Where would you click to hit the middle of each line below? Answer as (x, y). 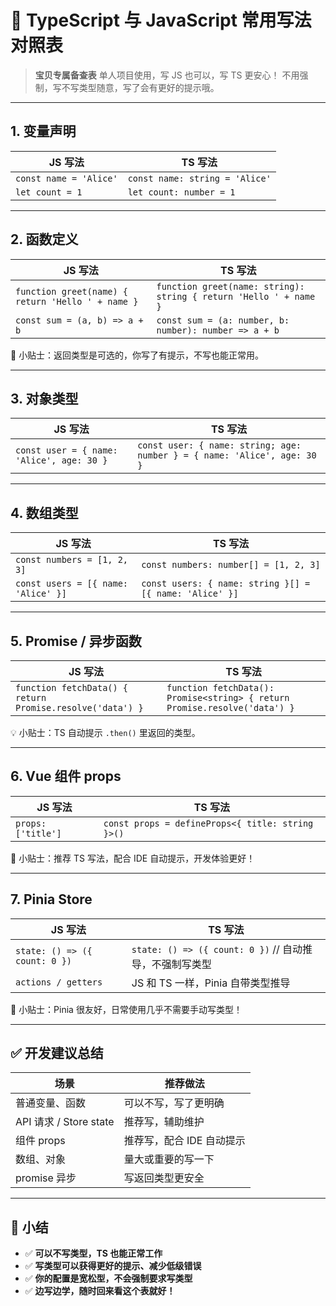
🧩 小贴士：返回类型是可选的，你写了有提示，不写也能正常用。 (137, 355)
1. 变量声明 (43, 131)
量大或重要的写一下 (169, 1159)
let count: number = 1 (181, 192)
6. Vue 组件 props (66, 776)
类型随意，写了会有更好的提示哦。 (149, 87)
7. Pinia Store (51, 899)
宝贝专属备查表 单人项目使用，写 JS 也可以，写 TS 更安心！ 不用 (167, 75)
